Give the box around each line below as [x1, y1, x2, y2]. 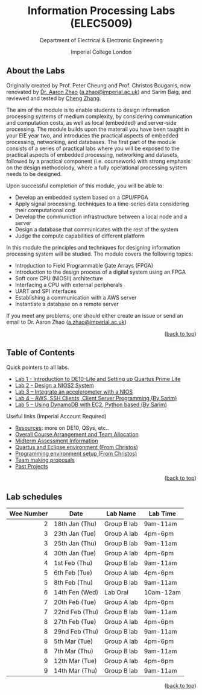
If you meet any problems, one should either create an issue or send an [6, 312, 183, 319]
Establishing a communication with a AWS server [14, 294, 137, 301]
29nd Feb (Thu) [54, 627, 99, 636]
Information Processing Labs [27, 4, 175, 17]
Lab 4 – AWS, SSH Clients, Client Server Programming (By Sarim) [14, 394, 177, 401]
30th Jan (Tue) [54, 549, 96, 558]
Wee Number [9, 509, 48, 518]
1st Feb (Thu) [54, 559, 93, 567]
